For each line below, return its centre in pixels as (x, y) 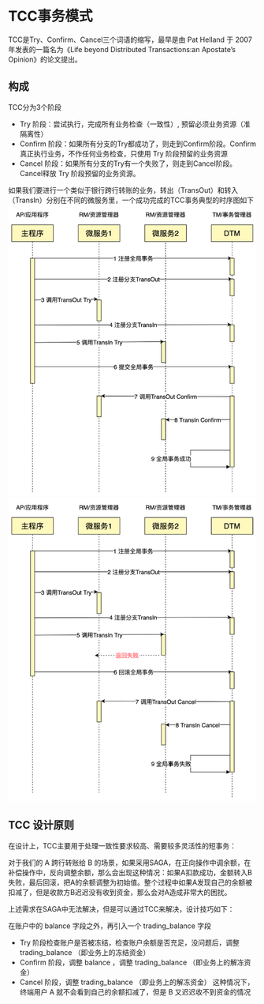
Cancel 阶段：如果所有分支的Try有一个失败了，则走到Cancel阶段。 (128, 164)
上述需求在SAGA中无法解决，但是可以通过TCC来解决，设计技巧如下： (121, 908)
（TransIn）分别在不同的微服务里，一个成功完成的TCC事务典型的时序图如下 (131, 200)
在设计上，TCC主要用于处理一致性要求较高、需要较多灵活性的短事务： (123, 845)
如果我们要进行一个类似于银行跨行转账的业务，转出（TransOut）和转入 (123, 190)
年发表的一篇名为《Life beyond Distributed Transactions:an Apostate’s (122, 49)
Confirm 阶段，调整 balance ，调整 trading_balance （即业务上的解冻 (132, 962)
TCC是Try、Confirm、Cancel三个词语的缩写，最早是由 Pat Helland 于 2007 (130, 39)
